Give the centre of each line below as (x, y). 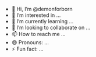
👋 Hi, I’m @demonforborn (42, 9)
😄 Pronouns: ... (30, 42)
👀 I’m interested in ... (36, 15)
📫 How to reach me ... (38, 34)
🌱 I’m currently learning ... (42, 21)
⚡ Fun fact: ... (27, 49)
